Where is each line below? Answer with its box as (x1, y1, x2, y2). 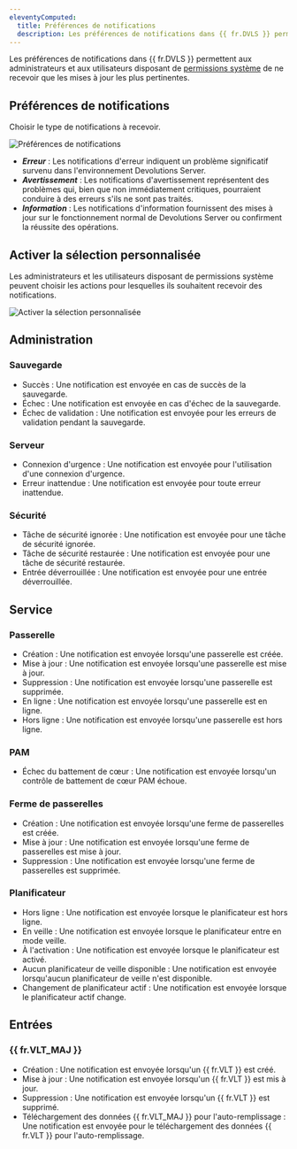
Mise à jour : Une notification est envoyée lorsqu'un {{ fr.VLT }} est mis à (21, 1073, 286, 1084)
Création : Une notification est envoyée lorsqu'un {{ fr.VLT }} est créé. (21, 1064, 277, 1075)
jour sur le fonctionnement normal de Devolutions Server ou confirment (21, 212, 283, 223)
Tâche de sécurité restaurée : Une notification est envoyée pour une (21, 548, 271, 559)
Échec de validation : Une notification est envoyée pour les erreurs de (21, 407, 277, 418)
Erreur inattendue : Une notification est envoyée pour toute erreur (21, 477, 262, 488)
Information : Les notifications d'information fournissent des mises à (21, 203, 274, 213)
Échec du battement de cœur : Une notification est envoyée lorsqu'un (21, 767, 277, 777)
